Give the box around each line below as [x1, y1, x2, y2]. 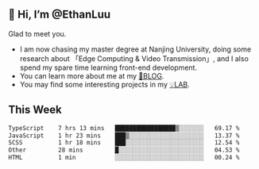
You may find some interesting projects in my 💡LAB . [19, 79, 191, 89]
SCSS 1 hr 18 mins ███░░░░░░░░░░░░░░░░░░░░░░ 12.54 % [8, 139, 240, 147]
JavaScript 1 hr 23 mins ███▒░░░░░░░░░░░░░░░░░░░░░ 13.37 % [8, 132, 240, 140]
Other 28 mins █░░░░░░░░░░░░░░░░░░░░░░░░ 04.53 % [8, 146, 240, 155]
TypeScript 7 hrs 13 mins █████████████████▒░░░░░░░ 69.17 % [8, 124, 240, 132]
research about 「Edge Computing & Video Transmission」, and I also [19, 53, 249, 63]
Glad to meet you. [8, 29, 67, 38]
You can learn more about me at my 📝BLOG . [19, 71, 164, 80]
